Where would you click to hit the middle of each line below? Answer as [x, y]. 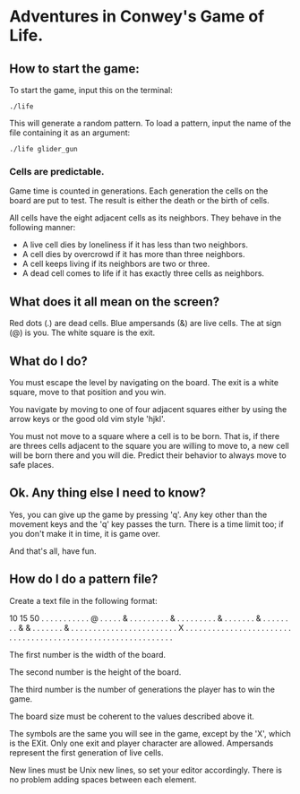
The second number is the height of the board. [95, 672]
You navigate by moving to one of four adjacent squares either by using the [148, 409]
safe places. [32, 464]
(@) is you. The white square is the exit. [82, 332]
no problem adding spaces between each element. [103, 779]
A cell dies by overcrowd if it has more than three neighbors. [133, 255]
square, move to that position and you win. [88, 392]
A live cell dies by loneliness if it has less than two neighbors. [135, 245]
